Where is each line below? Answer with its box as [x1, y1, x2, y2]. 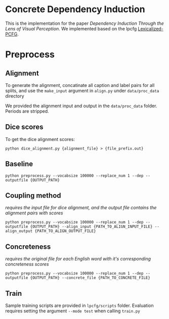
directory [5, 93, 24, 99]
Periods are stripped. [5, 108, 49, 114]
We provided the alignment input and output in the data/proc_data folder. [5, 103, 157, 109]
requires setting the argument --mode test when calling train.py [5, 308, 140, 314]
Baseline [5, 160, 33, 168]
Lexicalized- [138, 25, 163, 31]
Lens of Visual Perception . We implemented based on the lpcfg [5, 25, 137, 31]
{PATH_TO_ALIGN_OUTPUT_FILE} [34, 229, 96, 234]
